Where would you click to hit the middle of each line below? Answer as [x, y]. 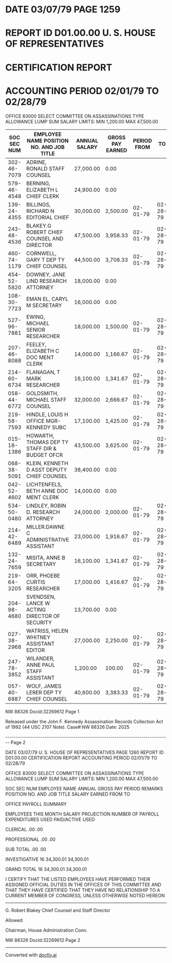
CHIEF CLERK [43, 196]
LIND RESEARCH [47, 281]
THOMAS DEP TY [48, 442]
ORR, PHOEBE [43, 575]
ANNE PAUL [41, 665]
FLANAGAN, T [43, 372]
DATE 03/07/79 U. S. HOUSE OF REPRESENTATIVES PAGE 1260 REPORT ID [84, 752]
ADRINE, [37, 162]
